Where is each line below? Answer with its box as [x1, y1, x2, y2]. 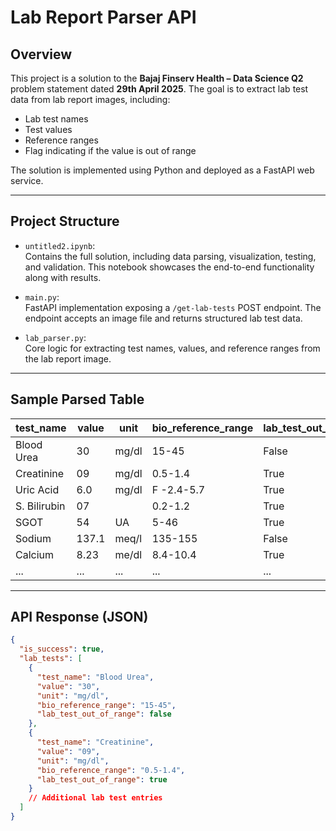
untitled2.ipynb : [24, 239, 96, 251]
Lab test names [24, 113, 89, 125]
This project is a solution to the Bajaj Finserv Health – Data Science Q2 [10, 72, 304, 84]
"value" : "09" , [36, 746, 101, 756]
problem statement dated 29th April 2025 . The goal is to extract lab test [10, 83, 309, 95]
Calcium [15, 547, 55, 561]
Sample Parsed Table [10, 391, 145, 408]
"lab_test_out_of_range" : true [36, 774, 168, 785]
